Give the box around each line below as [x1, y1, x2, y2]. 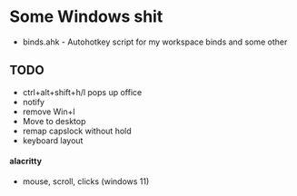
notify [22, 96, 45, 107]
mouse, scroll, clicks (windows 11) [22, 175, 150, 187]
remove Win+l [22, 106, 75, 117]
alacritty [9, 156, 43, 167]
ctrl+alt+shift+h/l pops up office [22, 86, 143, 97]
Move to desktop [22, 115, 86, 126]
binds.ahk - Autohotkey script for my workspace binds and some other [22, 36, 288, 47]
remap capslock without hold [22, 125, 132, 136]
